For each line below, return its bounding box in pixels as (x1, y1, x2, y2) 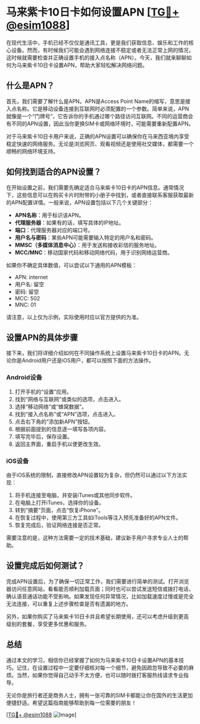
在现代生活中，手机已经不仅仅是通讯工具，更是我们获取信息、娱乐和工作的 (6, 39, 189, 46)
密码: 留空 (14, 288, 39, 295)
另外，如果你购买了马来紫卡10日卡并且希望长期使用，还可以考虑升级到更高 (6, 613, 189, 620)
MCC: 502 (14, 294, 40, 302)
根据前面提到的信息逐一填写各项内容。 (14, 425, 109, 432)
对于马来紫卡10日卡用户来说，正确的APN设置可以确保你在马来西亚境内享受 (6, 133, 189, 140)
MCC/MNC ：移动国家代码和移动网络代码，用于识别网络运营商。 (14, 249, 173, 256)
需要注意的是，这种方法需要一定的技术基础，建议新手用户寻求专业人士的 (6, 534, 183, 541)
